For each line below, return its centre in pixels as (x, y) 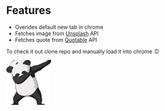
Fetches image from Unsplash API (56, 33)
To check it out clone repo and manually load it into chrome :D (83, 51)
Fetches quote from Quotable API (56, 40)
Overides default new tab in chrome (59, 27)
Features (29, 10)
